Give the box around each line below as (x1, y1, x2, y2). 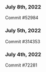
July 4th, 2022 (5, 51, 42, 58)
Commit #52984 (5, 15, 39, 21)
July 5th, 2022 (5, 27, 41, 34)
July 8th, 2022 (5, 3, 41, 10)
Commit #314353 (5, 38, 41, 44)
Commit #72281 (5, 62, 38, 68)
